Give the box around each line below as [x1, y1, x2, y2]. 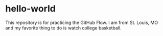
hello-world [5, 3, 56, 14]
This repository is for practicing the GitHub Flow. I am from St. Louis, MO [5, 19, 158, 25]
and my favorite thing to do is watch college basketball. [5, 24, 122, 30]
